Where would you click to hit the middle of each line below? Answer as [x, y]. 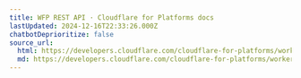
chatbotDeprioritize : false [62, 34]
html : [28, 51]
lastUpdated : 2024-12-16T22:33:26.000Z [84, 26]
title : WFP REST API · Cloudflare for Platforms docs [112, 17]
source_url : [31, 43]
